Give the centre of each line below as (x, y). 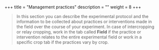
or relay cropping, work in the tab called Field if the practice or (79, 32)
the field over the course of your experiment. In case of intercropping (85, 27)
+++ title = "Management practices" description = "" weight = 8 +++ (73, 7)
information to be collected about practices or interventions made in (84, 22)
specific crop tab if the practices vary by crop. (63, 42)
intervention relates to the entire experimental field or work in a (79, 37)
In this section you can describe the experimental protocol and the (82, 16)
